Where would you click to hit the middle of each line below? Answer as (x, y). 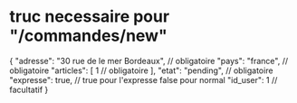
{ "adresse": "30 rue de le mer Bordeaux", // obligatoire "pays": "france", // (148, 61)
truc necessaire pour (90, 17)
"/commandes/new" (88, 36)
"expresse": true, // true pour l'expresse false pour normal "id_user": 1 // (144, 80)
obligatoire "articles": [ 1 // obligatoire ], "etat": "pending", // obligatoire (141, 70)
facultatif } (29, 89)
